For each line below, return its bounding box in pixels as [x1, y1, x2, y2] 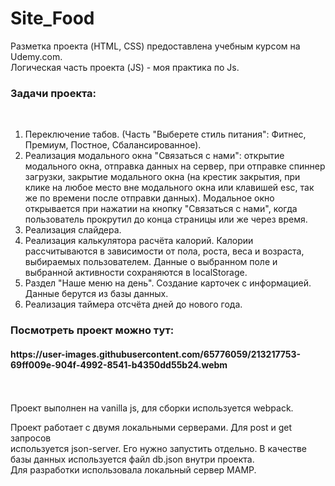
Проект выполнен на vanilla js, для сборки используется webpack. [10, 402, 294, 414]
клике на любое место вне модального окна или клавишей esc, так [24, 182, 315, 194]
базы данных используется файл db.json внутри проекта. [10, 453, 255, 466]
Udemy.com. [10, 50, 63, 62]
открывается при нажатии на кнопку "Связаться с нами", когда [24, 203, 298, 215]
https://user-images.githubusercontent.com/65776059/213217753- [10, 348, 302, 360]
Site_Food [10, 7, 95, 30]
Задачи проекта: [10, 86, 97, 100]
